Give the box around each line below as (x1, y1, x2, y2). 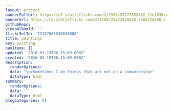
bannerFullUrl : (5, 12, 38, 17)
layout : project (5, 7, 40, 13)
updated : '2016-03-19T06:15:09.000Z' (5, 50, 86, 55)
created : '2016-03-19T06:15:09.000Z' (5, 55, 86, 60)
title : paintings (5, 36, 42, 41)
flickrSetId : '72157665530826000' (5, 31, 79, 36)
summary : (5, 79, 24, 84)
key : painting (5, 41, 36, 46)
